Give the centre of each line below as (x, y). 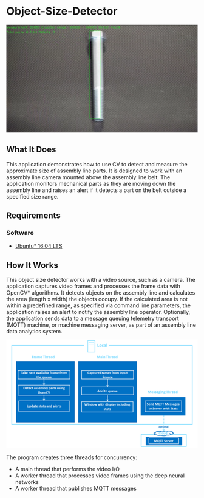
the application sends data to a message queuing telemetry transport (93, 319)
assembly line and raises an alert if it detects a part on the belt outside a (97, 190)
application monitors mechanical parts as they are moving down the (91, 183)
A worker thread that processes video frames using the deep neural (100, 476)
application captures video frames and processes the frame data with (93, 286)
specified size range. (32, 196)
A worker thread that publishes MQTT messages (76, 488)
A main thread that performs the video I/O (67, 469)
